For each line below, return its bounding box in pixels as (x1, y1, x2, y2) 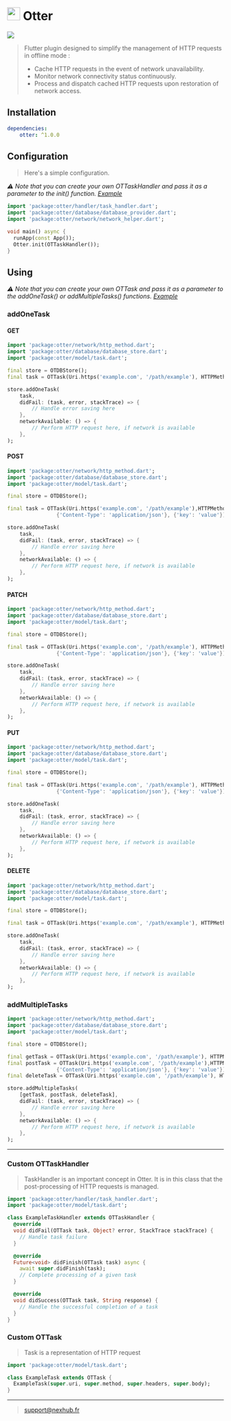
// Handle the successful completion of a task (19, 1303, 158, 1311)
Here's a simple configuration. (23, 169, 110, 177)
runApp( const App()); (13, 235, 76, 242)
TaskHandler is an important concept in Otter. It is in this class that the (23, 1175, 223, 1183)
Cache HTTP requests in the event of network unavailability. (34, 64, 205, 72)
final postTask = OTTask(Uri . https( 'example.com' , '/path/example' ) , (7, 1059, 211, 1066)
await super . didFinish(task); (19, 1265, 107, 1273)
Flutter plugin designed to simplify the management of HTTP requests (23, 43, 222, 52)
